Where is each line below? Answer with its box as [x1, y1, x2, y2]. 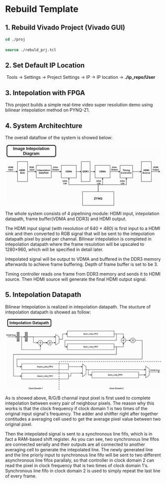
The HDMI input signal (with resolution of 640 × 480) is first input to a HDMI [5, 225, 160, 231]
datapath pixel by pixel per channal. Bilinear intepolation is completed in [5, 236, 152, 242]
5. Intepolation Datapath [5, 291, 81, 299]
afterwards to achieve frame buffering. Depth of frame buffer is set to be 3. [5, 261, 159, 267]
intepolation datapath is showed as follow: [5, 309, 91, 315]
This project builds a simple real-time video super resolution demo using [5, 102, 153, 108]
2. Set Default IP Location [5, 61, 85, 70]
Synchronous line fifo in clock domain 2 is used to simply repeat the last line [5, 468, 161, 474]
